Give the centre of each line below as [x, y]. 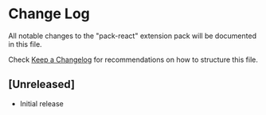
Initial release [41, 103]
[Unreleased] [42, 84]
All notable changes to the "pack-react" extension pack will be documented [133, 36]
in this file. [25, 44]
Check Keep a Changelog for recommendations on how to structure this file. [133, 59]
